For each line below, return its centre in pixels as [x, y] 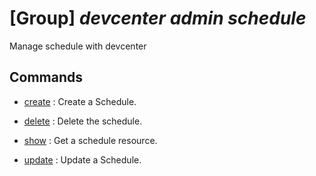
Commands [46, 77]
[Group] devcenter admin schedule [158, 18]
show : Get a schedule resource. [90, 140]
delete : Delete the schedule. [83, 121]
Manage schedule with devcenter [78, 46]
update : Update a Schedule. [82, 159]
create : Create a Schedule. [80, 101]
